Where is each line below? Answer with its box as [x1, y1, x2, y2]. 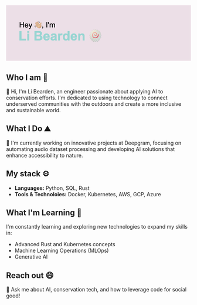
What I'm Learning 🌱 [6, 208, 82, 218]
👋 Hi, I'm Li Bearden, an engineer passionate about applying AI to [6, 88, 164, 95]
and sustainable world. [6, 107, 61, 113]
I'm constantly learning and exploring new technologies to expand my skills [6, 223, 188, 230]
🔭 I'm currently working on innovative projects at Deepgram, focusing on [6, 139, 182, 146]
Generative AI [14, 253, 48, 260]
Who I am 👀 [6, 72, 48, 82]
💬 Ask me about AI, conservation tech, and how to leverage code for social [6, 286, 186, 293]
